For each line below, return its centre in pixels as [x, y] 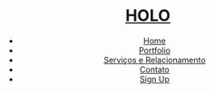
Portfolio [155, 50]
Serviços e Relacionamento [155, 60]
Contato [155, 70]
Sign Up [154, 79]
